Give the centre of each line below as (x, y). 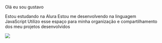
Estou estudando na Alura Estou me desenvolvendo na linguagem (71, 16)
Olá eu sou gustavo (24, 7)
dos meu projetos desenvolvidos (38, 27)
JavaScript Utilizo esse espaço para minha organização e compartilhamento (81, 21)
